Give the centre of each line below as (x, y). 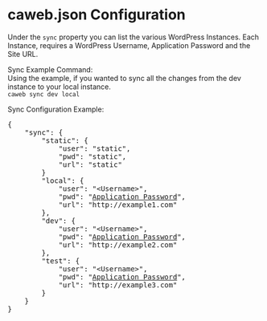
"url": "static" (90, 165)
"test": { (61, 261)
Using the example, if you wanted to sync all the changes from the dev (125, 78)
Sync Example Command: (50, 69)
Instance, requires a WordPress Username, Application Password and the (129, 45)
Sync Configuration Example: (56, 109)
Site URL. (23, 54)
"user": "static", (94, 148)
